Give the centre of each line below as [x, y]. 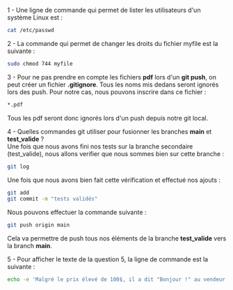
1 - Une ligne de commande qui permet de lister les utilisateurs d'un [104, 10]
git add [18, 192]
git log [18, 167]
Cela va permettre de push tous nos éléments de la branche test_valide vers [117, 238]
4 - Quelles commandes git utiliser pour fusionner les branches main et [110, 131]
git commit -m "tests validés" [53, 199]
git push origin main [39, 225]
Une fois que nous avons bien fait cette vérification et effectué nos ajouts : [114, 180]
